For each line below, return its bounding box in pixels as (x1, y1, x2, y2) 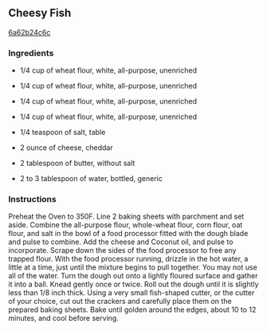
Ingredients (8, 47, 54, 58)
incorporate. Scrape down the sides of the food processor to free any (8, 246, 237, 255)
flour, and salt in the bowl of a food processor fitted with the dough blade (8, 229, 249, 238)
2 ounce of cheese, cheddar (19, 143, 113, 152)
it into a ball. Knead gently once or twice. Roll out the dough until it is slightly (8, 279, 259, 290)
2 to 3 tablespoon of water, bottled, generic (19, 174, 163, 183)
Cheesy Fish (8, 6, 72, 20)
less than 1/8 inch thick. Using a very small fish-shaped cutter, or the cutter (8, 288, 255, 298)
